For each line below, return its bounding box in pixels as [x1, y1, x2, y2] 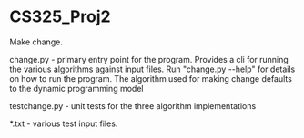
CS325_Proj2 [9, 6, 111, 27]
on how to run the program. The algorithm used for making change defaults [9, 73, 293, 84]
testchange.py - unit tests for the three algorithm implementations [9, 100, 257, 111]
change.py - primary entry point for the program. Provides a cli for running [9, 54, 289, 64]
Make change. [9, 36, 64, 47]
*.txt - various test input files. [9, 118, 118, 129]
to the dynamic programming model [9, 83, 144, 94]
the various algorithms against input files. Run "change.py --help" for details [9, 64, 296, 74]
